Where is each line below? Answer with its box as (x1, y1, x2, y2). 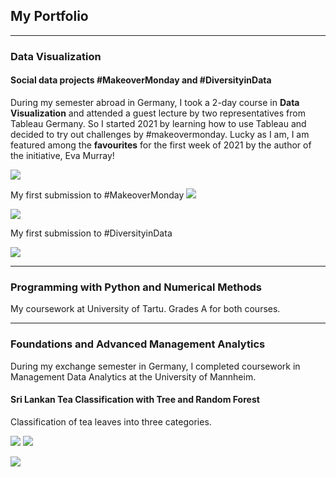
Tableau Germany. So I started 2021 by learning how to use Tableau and (10, 117, 307, 129)
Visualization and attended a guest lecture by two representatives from (10, 107, 306, 119)
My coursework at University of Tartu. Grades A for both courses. (10, 303, 281, 315)
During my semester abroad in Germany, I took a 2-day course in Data (10, 96, 300, 108)
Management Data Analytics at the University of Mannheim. (10, 370, 257, 383)
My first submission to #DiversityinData (10, 227, 173, 239)
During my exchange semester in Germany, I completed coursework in (10, 360, 301, 372)
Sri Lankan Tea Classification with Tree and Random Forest (10, 394, 260, 406)
